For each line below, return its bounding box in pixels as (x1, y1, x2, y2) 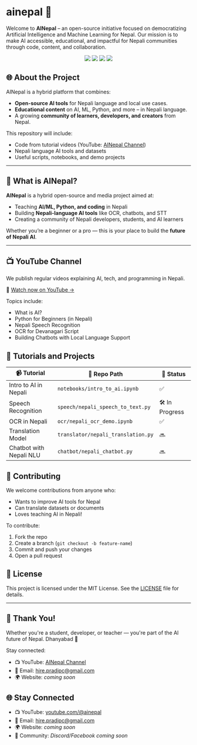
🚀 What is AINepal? (6, 176, 78, 186)
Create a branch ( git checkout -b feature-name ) (14, 540, 133, 546)
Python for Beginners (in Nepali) (14, 316, 93, 323)
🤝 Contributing (6, 471, 61, 481)
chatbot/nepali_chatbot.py (57, 448, 133, 455)
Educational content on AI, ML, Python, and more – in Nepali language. (14, 106, 188, 113)
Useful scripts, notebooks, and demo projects (14, 153, 125, 160)
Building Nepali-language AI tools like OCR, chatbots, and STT (14, 209, 167, 216)
